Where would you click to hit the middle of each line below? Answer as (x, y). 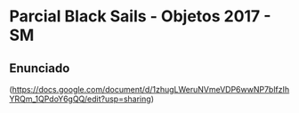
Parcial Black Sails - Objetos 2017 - (140, 16)
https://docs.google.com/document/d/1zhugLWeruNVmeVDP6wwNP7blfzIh (151, 89)
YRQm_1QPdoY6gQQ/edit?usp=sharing (80, 99)
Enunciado (40, 68)
